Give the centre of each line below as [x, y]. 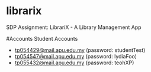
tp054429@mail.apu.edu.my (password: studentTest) [80, 50]
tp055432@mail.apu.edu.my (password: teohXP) [74, 63]
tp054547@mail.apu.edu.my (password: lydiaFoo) [76, 56]
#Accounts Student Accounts [42, 38]
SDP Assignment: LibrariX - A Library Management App [74, 27]
